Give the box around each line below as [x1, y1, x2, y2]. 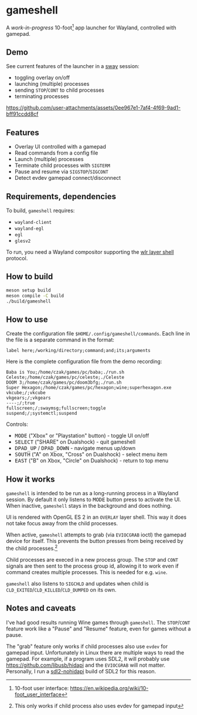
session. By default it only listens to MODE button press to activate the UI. [6, 496, 181, 503]
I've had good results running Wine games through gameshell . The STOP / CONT [6, 619, 191, 626]
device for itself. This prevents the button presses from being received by [6, 538, 184, 545]
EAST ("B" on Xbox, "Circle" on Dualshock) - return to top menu [14, 457, 169, 464]
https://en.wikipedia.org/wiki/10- [70, 684, 149, 691]
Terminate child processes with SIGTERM [14, 162, 110, 169]
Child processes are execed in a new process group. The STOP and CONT [6, 556, 179, 563]
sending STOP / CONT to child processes [14, 86, 104, 94]
